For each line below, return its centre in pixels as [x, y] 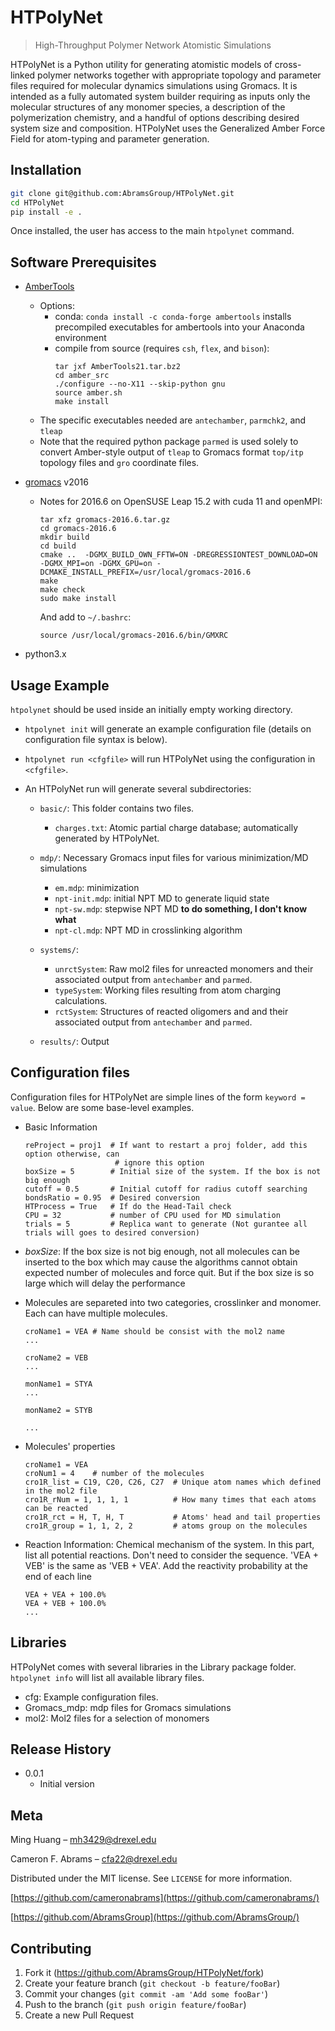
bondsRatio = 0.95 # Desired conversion [112, 1197]
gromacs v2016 [56, 482]
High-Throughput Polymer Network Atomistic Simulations [153, 45]
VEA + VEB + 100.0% [65, 1603]
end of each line [58, 1576]
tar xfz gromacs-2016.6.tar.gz [105, 520]
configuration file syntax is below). [96, 739]
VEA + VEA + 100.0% [65, 1594]
